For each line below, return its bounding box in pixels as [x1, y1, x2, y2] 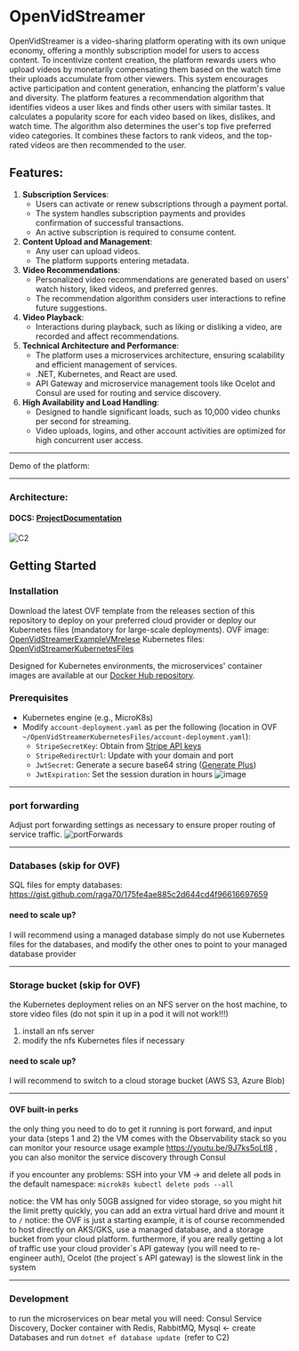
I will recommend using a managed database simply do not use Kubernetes [9, 929, 286, 940]
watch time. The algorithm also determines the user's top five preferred [9, 120, 271, 131]
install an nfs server [21, 1025, 95, 1036]
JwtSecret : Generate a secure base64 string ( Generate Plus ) [35, 759, 256, 770]
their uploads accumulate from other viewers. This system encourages [9, 73, 269, 84]
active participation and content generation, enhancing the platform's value [9, 83, 286, 93]
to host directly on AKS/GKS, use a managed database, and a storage [9, 1225, 264, 1235]
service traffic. [9, 829, 63, 840]
